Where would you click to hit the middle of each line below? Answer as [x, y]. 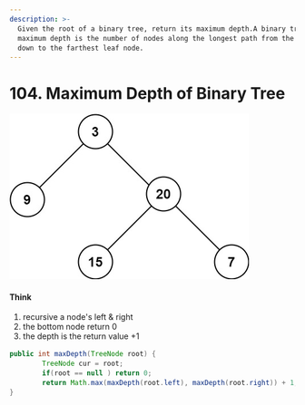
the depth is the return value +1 [81, 336]
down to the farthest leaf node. [81, 48]
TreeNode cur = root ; [83, 364]
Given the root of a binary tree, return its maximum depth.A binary [152, 29]
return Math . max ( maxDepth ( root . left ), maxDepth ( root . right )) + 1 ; [170, 383]
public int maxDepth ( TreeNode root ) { [83, 354]
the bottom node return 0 [70, 327]
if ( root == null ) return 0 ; [97, 373]
